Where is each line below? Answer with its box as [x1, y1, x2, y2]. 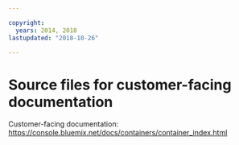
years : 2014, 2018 [15, 26, 78, 35]
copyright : [8, 19, 45, 27]
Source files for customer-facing [8, 76, 232, 93]
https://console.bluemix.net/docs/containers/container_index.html [8, 128, 228, 138]
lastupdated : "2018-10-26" [8, 34, 99, 42]
